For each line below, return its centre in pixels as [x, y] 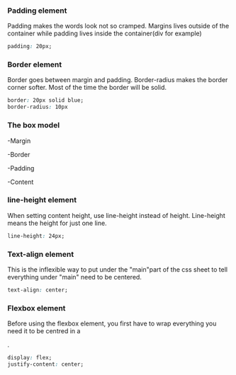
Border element [35, 64]
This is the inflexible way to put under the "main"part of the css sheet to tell [118, 269]
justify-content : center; [45, 364]
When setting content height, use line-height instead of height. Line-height [116, 215]
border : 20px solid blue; [45, 100]
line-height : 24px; [36, 236]
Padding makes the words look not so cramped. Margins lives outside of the [118, 26]
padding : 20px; [30, 47]
